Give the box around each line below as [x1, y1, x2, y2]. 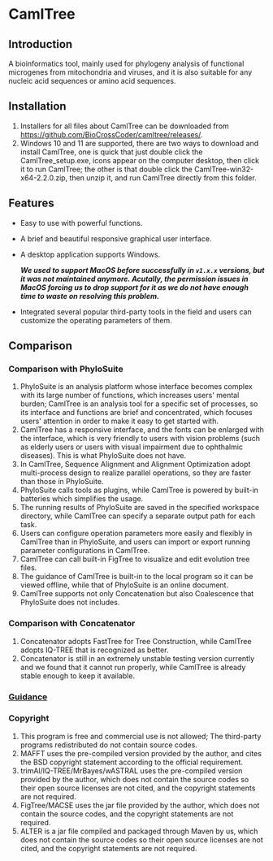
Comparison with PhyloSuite [8, 363, 123, 374]
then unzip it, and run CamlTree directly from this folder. [69, 172, 258, 183]
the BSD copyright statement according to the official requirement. [19, 757, 244, 767]
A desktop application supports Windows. [19, 249, 161, 259]
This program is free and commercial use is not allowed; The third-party [19, 731, 262, 741]
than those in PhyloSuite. [19, 477, 104, 487]
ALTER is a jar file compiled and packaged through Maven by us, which [19, 826, 258, 836]
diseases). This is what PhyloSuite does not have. [19, 451, 187, 461]
